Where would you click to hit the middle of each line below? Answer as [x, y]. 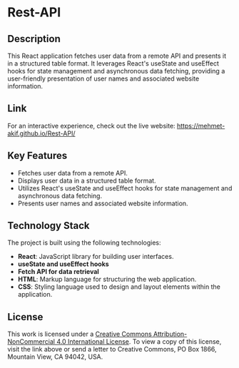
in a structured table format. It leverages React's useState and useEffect [113, 63]
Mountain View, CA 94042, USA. [55, 357]
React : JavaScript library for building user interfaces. [96, 257]
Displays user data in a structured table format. [87, 180]
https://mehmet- [201, 126]
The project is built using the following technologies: [84, 242]
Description [34, 39]
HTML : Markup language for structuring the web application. [107, 280]
